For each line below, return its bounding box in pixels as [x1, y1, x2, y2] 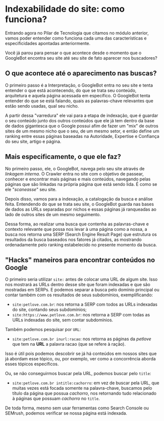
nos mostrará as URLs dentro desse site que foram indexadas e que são [5, 282, 151, 288]
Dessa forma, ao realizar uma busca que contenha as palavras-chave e [5, 221, 149, 227]
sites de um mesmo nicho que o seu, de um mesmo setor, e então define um [5, 128, 160, 134]
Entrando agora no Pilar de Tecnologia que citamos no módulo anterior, [5, 30, 149, 36]
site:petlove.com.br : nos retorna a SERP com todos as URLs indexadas [12, 302, 158, 308]
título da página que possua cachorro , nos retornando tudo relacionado [12, 390, 157, 397]
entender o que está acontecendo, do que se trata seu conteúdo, [5, 87, 137, 93]
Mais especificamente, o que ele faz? [5, 153, 121, 161]
